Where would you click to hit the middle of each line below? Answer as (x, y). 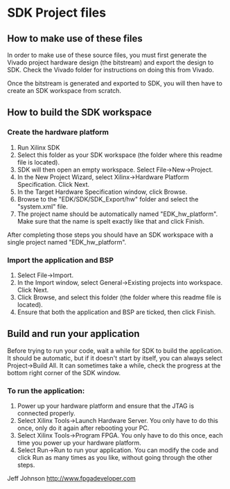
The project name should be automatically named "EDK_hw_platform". (117, 214)
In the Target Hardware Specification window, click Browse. (102, 192)
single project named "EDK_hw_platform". (67, 242)
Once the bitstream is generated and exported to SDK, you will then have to (115, 83)
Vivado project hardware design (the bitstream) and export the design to (110, 63)
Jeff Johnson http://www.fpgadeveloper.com (72, 479)
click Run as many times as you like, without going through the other (115, 458)
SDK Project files (56, 13)
